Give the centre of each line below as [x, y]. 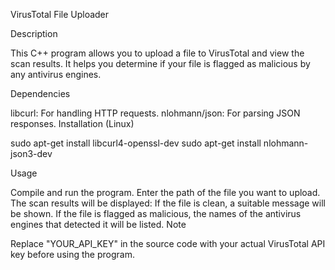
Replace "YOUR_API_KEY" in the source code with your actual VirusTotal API [168, 243]
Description [34, 33]
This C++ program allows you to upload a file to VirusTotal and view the [157, 53]
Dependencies [40, 93]
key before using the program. [72, 254]
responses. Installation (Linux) [72, 123]
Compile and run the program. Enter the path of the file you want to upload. [165, 192]
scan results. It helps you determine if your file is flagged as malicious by [160, 63]
